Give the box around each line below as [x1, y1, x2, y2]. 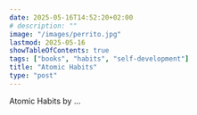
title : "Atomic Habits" [9, 63, 98, 72]
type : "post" [9, 71, 58, 80]
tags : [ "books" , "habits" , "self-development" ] [9, 54, 190, 63]
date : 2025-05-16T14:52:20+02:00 [9, 12, 134, 22]
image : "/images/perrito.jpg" [9, 29, 122, 38]
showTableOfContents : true [9, 46, 110, 55]
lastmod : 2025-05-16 [9, 37, 86, 47]
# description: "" [9, 21, 78, 30]
